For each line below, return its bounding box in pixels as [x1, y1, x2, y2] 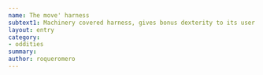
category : [8, 33, 41, 41]
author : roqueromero [8, 55, 76, 63]
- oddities [8, 41, 44, 48]
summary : [8, 48, 37, 55]
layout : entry [8, 26, 55, 34]
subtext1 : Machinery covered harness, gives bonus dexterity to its [8, 19, 238, 27]
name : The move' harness [8, 11, 90, 20]
